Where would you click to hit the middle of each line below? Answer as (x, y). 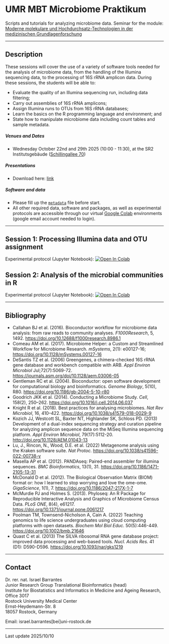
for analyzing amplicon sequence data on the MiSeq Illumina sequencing (88, 430)
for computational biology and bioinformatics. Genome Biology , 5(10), (84, 387)
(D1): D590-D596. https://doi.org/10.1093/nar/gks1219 (68, 547)
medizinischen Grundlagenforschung (44, 34)
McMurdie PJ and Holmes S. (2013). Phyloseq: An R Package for (79, 493)
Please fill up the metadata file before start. (57, 202)
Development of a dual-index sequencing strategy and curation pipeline (87, 424)
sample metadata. (31, 124)
